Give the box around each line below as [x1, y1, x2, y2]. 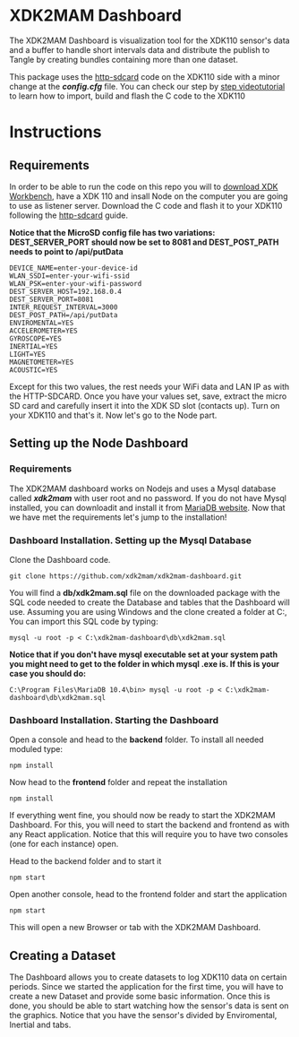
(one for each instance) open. [9, 839, 119, 850]
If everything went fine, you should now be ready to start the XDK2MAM [9, 810, 276, 821]
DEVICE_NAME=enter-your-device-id [9, 264, 139, 272]
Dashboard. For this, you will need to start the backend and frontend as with [9, 819, 290, 830]
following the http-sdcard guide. [9, 210, 128, 220]
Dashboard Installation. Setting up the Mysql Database [9, 534, 252, 547]
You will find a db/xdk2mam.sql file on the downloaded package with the [9, 587, 280, 598]
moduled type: [9, 744, 64, 755]
